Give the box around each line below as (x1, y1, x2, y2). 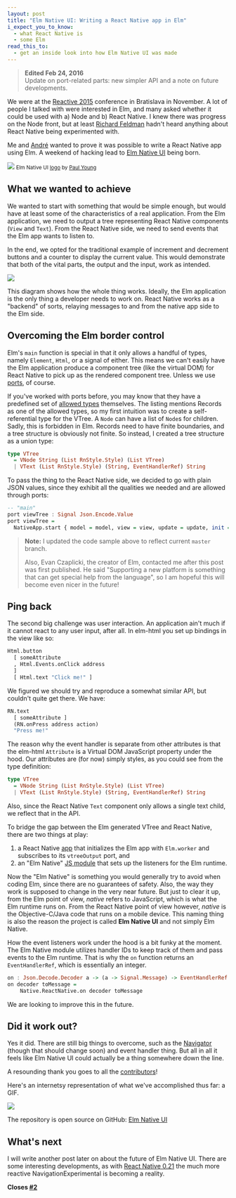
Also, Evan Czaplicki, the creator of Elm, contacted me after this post (24, 558, 224, 566)
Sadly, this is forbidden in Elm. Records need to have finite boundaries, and (7, 422, 225, 430)
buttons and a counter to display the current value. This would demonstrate (7, 252, 225, 261)
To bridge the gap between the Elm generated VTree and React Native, (7, 823, 212, 831)
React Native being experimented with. (7, 127, 120, 136)
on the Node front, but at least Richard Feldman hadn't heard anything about (7, 119, 228, 128)
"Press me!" (13, 727, 49, 734)
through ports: (7, 491, 49, 500)
